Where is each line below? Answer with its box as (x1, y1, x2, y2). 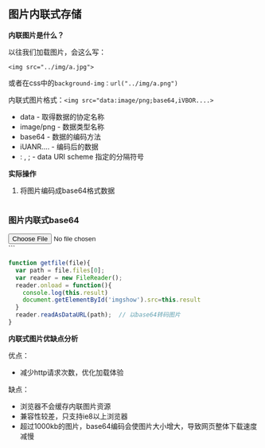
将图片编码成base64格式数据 (19, 186, 115, 195)
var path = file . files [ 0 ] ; (15, 266, 105, 274)
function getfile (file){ (8, 259, 91, 267)
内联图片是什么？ (8, 30, 64, 40)
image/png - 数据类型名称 (19, 122, 105, 132)
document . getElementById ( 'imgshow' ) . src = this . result (22, 296, 201, 305)
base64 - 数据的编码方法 (19, 132, 101, 141)
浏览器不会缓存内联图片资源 (19, 401, 111, 411)
